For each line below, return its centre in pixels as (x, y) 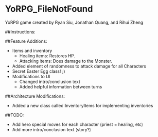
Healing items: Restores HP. (47, 56)
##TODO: (15, 115)
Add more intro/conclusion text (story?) (52, 129)
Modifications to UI (31, 76)
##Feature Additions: (26, 41)
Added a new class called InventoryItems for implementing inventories (82, 105)
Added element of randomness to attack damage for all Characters (79, 66)
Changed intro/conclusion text (50, 82)
